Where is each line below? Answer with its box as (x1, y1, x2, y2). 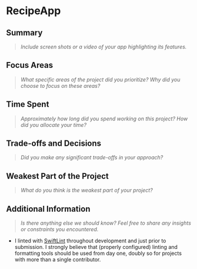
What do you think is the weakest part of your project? (20, 187, 153, 194)
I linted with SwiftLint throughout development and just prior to (14, 237, 166, 244)
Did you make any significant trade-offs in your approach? (20, 154, 163, 161)
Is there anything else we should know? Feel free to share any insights (20, 219, 191, 227)
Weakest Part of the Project (6, 171, 109, 181)
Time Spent (6, 99, 49, 110)
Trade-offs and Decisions (6, 139, 102, 149)
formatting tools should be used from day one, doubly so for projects (14, 250, 182, 257)
